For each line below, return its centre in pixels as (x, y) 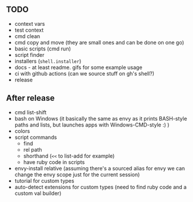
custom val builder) (38, 193)
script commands (36, 137)
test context (29, 30)
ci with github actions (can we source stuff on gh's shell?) (84, 73)
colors (22, 131)
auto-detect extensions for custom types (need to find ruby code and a (100, 187)
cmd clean (27, 36)
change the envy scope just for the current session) (77, 174)
